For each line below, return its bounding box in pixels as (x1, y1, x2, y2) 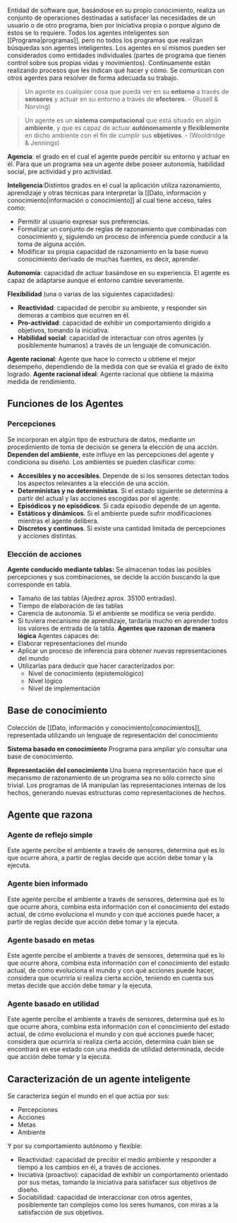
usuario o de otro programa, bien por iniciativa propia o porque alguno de (7, 21, 221, 29)
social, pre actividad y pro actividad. (7, 168, 113, 175)
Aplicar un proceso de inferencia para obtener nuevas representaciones (17, 647, 227, 655)
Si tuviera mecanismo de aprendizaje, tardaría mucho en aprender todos (17, 616, 229, 625)
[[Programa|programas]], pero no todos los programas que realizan (7, 36, 203, 45)
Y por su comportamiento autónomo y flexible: (7, 1142, 142, 1150)
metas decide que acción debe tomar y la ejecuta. (7, 981, 153, 990)
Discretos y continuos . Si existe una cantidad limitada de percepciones (17, 523, 226, 533)
